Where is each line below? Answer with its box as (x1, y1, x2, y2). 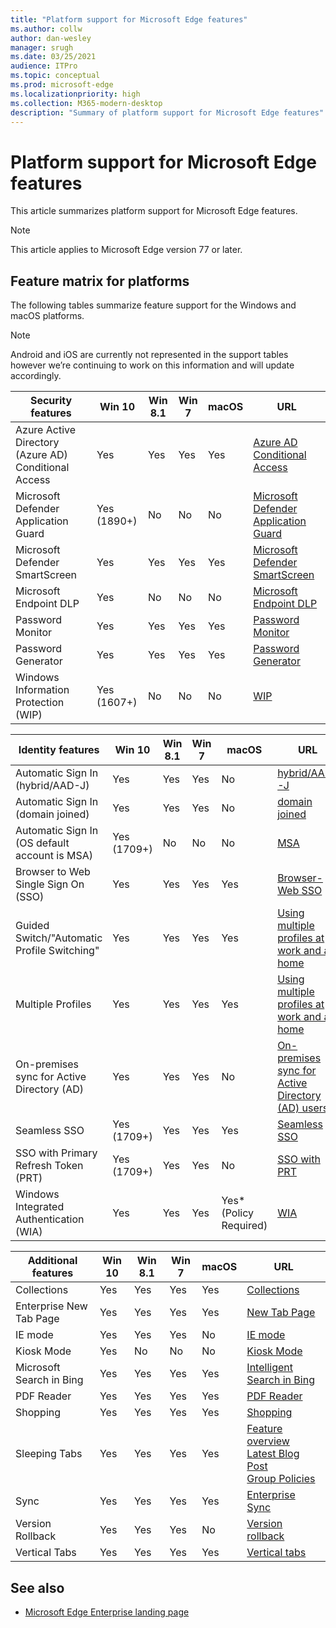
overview (246, 1434, 290, 1448)
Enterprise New (15, 1299, 88, 1313)
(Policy (221, 1206, 255, 1220)
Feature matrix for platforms (10, 272, 190, 290)
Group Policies (246, 1472, 316, 1486)
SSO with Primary (15, 1146, 98, 1160)
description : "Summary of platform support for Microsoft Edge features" (10, 107, 325, 118)
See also (10, 1579, 65, 1596)
